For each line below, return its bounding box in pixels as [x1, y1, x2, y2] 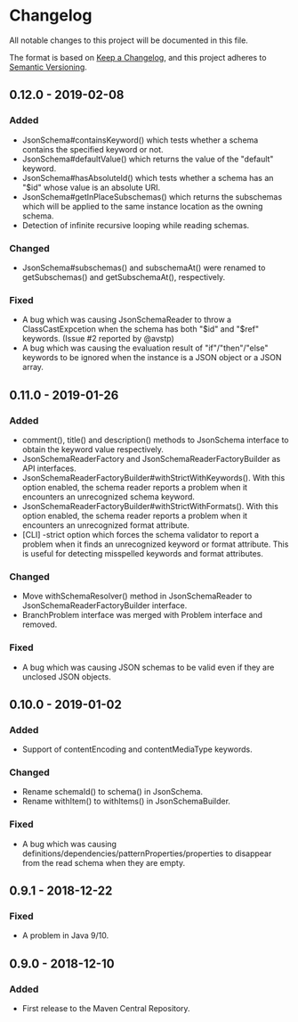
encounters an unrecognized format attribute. [21, 519, 189, 531]
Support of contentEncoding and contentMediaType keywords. [21, 744, 253, 754]
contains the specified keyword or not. [21, 144, 164, 154]
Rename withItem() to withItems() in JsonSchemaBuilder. [21, 795, 231, 807]
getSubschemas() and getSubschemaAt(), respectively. [21, 271, 226, 282]
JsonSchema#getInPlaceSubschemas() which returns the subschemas [21, 191, 283, 202]
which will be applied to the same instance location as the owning [21, 201, 263, 211]
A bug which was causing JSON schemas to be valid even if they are [21, 662, 275, 672]
